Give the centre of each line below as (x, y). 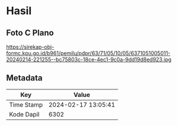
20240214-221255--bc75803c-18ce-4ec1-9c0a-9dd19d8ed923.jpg (89, 59)
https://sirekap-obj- (30, 47)
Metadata (24, 78)
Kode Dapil (24, 114)
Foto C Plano (30, 33)
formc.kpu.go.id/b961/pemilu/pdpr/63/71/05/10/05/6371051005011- (88, 53)
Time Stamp (26, 105)
